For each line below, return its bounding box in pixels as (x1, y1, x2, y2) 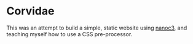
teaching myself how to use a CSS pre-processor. (6, 30, 133, 37)
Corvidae (6, 4, 55, 18)
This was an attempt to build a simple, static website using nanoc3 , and (6, 24, 187, 31)
